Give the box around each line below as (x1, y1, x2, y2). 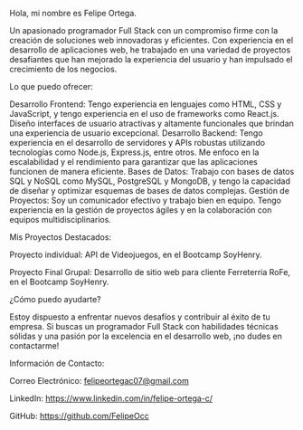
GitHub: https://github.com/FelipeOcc (9, 411, 149, 421)
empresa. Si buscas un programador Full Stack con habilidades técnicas (9, 321, 279, 331)
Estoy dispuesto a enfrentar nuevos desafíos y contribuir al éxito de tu (9, 311, 271, 322)
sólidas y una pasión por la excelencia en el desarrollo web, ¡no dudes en (9, 330, 282, 341)
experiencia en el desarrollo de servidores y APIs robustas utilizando (9, 138, 265, 148)
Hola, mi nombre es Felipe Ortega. (9, 8, 137, 18)
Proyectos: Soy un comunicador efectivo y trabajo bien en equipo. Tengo (9, 195, 282, 205)
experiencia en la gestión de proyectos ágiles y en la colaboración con (9, 205, 272, 215)
